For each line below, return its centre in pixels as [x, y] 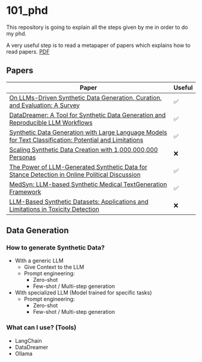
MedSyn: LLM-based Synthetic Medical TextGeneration [88, 184]
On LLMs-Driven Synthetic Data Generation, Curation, [86, 98]
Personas [23, 157]
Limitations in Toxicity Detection [54, 209]
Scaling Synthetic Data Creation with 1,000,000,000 [84, 149]
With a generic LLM [39, 261]
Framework [25, 192]
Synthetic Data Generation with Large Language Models [88, 132]
